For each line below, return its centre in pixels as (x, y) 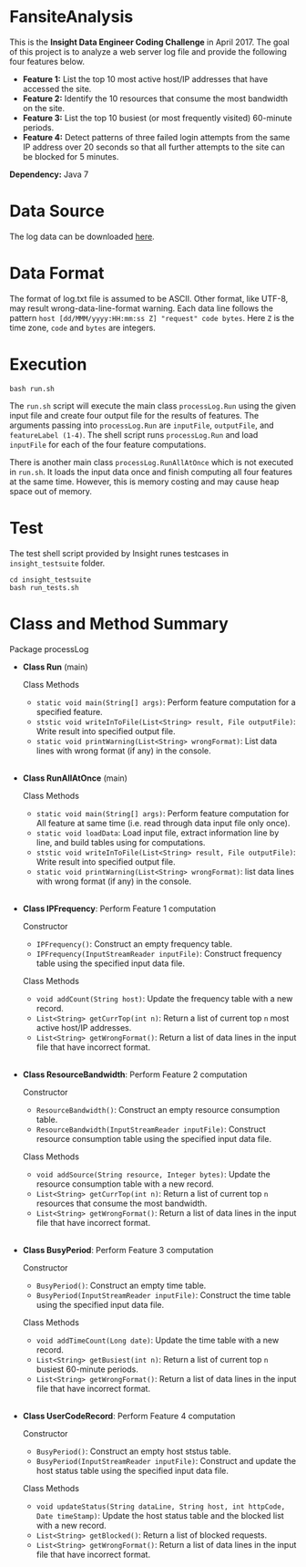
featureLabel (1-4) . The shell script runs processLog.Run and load (134, 434)
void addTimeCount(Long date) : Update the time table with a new (158, 1340)
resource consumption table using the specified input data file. (153, 1138)
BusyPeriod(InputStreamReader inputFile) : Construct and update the (166, 1460)
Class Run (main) (55, 667)
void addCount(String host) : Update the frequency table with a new (164, 998)
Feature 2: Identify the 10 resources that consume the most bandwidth (155, 99)
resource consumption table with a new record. (125, 1184)
